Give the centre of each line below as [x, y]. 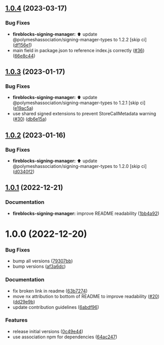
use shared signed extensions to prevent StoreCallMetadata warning [84, 114]
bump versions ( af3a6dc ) [39, 266]
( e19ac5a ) [23, 108]
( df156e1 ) [22, 45]
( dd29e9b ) [24, 302]
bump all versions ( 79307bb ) [43, 261]
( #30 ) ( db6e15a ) [29, 119]
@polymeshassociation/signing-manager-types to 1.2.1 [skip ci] [79, 103]
